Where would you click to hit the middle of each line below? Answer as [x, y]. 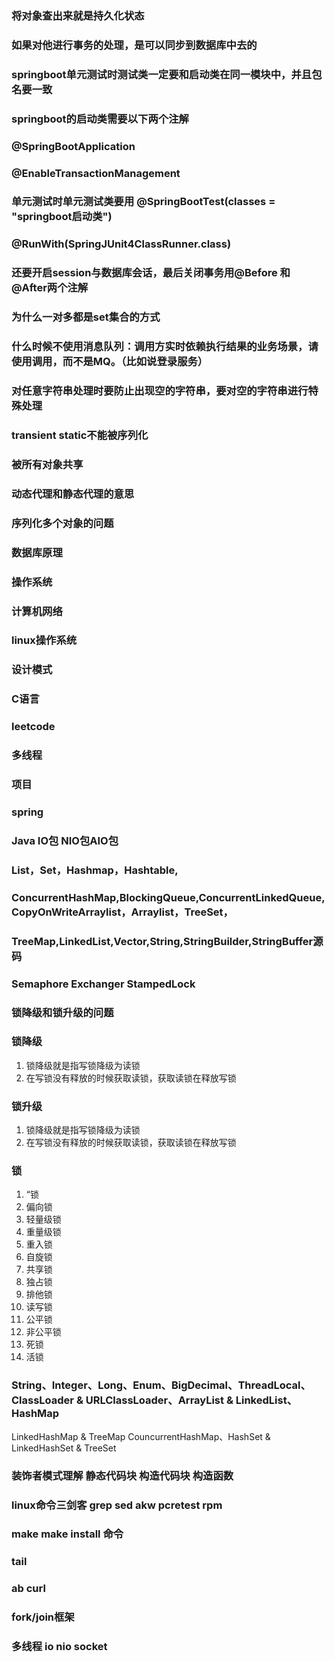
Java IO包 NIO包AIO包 [65, 840]
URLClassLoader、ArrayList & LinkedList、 [191, 1400]
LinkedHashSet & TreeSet [64, 1448]
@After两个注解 [50, 288]
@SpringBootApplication [73, 146]
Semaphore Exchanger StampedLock [103, 984]
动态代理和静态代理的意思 [73, 494]
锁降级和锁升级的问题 [62, 1012]
